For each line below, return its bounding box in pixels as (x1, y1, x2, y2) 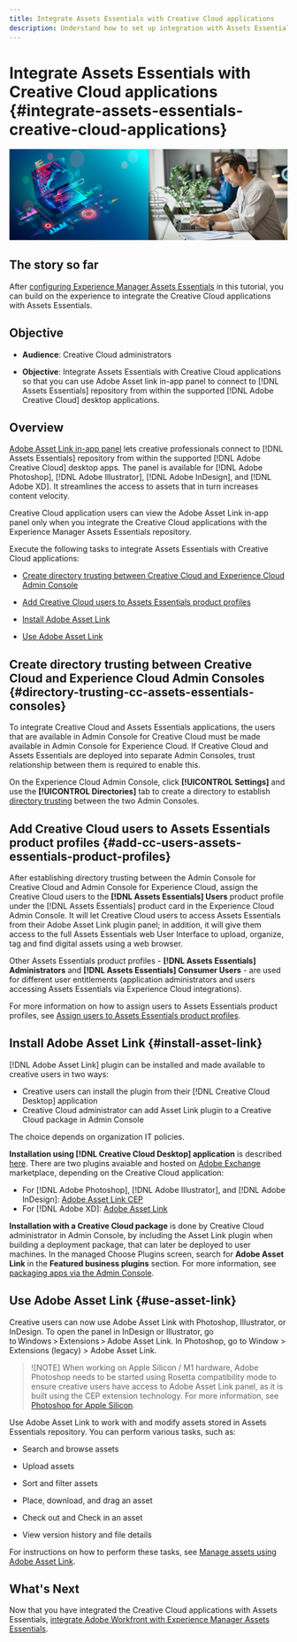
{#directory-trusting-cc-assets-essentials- (9, 685, 255, 700)
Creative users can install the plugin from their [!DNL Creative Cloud (21, 1086, 270, 1096)
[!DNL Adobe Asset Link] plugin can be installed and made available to (9, 1059, 265, 1070)
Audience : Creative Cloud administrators (21, 349, 172, 360)
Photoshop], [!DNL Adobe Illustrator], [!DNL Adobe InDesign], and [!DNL (9, 472, 272, 483)
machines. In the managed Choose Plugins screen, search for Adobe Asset (9, 1249, 285, 1259)
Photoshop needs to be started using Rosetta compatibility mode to (30, 1371, 277, 1382)
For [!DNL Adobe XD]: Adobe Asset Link (21, 1203, 168, 1213)
